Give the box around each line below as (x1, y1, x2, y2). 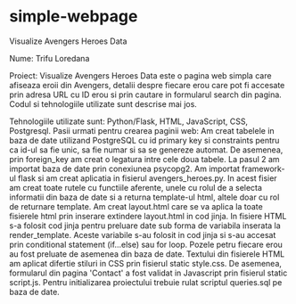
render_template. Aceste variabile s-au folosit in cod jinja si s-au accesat (9, 229, 276, 240)
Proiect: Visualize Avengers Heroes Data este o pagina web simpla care (9, 70, 272, 81)
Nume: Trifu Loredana (9, 53, 90, 63)
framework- (242, 163, 285, 174)
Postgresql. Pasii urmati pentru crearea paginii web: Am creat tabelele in (9, 125, 275, 136)
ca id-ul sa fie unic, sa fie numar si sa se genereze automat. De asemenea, (9, 144, 284, 155)
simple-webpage (9, 6, 138, 27)
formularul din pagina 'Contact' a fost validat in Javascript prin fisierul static (9, 267, 288, 278)
